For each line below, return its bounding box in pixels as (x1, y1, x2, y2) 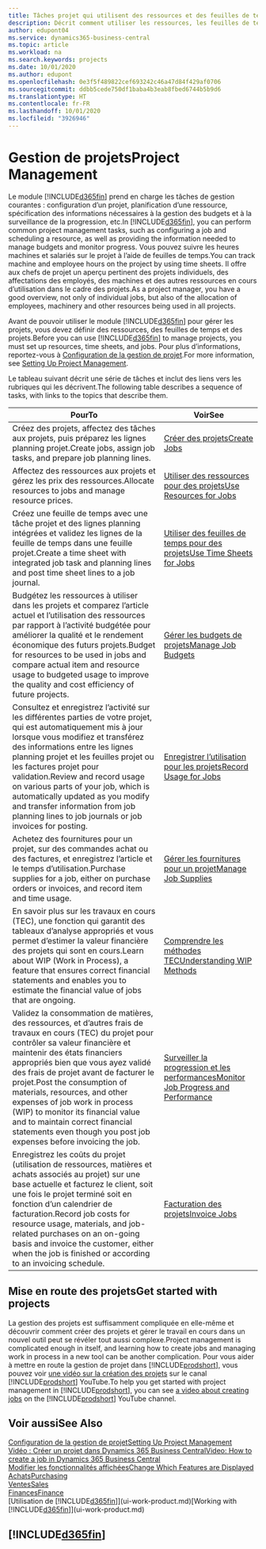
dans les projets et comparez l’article (12, 599, 149, 610)
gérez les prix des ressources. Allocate (12, 475, 154, 486)
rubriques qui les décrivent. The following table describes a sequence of (8, 382, 243, 392)
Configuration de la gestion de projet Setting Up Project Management (8, 1437, 232, 1447)
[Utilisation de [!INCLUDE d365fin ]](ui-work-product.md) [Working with (8, 1497, 237, 1506)
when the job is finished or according (12, 1247, 150, 1259)
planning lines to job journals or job (12, 811, 142, 822)
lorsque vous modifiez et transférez (12, 731, 145, 742)
